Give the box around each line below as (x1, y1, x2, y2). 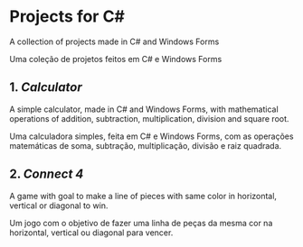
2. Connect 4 (9, 167, 84, 182)
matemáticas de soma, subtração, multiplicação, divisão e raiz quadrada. (9, 140, 282, 151)
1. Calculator (9, 79, 83, 96)
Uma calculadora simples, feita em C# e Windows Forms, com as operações (9, 131, 294, 142)
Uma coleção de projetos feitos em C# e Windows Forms (9, 53, 223, 64)
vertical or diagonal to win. (9, 200, 109, 211)
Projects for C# (9, 6, 125, 27)
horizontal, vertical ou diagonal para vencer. (9, 227, 174, 238)
